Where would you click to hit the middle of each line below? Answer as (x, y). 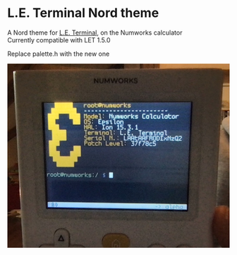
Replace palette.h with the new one (59, 54)
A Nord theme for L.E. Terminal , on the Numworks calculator (95, 32)
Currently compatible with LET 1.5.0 (59, 40)
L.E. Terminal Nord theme (83, 13)
